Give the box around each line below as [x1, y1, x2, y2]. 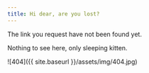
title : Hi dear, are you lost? [7, 10, 100, 18]
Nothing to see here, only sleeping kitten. [7, 43, 128, 52]
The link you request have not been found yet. [7, 30, 142, 38]
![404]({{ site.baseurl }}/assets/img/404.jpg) [7, 57, 138, 66]
